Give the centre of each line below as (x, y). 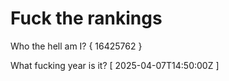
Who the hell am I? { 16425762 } (76, 46)
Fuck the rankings (86, 18)
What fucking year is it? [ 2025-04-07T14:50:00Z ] (115, 65)
